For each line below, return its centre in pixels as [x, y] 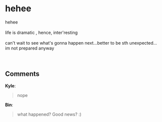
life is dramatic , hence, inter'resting [41, 32]
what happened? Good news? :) [49, 114]
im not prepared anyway [30, 48]
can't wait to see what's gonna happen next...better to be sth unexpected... [81, 43]
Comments [22, 74]
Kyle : [11, 86]
